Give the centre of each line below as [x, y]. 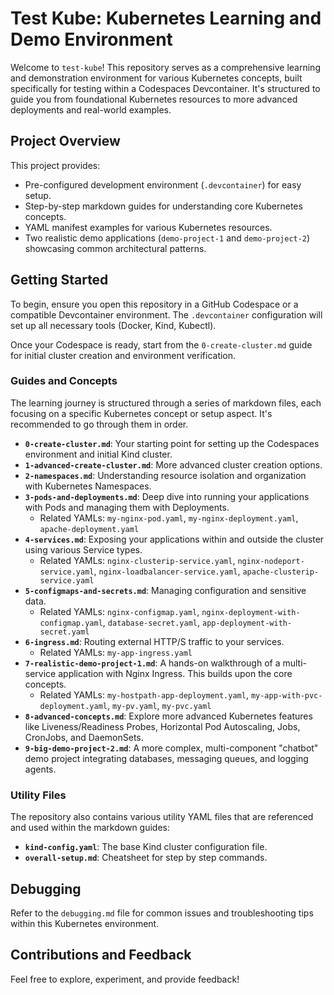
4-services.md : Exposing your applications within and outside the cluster [174, 539]
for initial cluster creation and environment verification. [123, 355]
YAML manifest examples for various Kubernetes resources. [148, 227]
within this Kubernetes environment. [85, 923]
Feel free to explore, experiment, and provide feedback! [125, 979]
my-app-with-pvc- [286, 695]
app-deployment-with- [247, 623]
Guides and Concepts [64, 381]
